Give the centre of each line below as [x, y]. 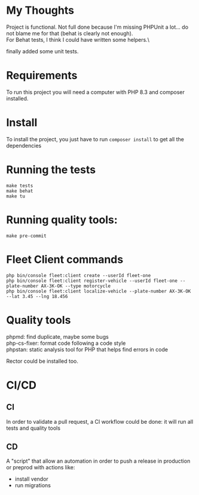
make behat [20, 191]
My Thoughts [40, 10]
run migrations [33, 485]
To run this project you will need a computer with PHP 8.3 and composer [96, 92]
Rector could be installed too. [42, 361]
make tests [20, 186]
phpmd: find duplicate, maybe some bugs [57, 336]
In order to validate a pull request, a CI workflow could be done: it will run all [100, 421]
